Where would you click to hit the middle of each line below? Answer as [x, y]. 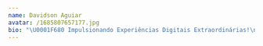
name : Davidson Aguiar [45, 15]
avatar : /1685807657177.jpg [54, 23]
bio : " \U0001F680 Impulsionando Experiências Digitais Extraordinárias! [129, 30]
